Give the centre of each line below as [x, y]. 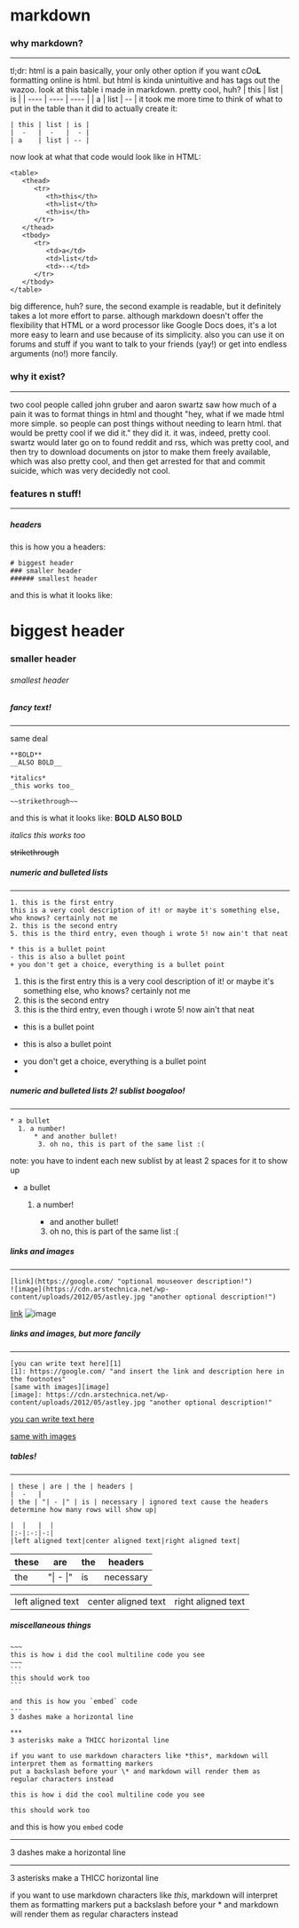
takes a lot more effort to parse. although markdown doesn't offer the [137, 316]
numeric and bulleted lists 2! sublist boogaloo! [98, 1091]
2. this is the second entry [64, 925]
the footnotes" [38, 1379]
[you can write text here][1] [66, 1364]
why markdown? [47, 44]
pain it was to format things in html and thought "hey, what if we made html [147, 413]
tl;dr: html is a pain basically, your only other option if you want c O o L [136, 71]
